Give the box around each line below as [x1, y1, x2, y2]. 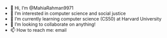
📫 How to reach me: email [10, 27, 67, 33]
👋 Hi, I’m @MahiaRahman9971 [10, 5, 73, 11]
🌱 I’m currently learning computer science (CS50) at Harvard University [10, 16, 162, 22]
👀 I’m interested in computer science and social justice [10, 10, 126, 16]
